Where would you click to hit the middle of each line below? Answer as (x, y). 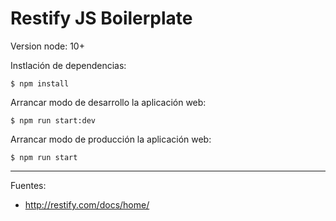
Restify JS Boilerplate (101, 18)
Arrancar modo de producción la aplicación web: (111, 139)
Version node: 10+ (47, 46)
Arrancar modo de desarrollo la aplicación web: (108, 102)
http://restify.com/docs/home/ (87, 204)
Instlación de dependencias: (68, 65)
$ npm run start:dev (53, 120)
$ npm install (40, 83)
